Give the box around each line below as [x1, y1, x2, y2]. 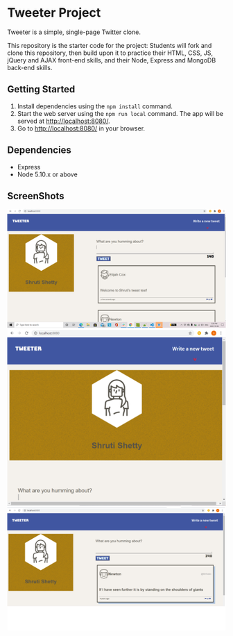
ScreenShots [7, 190, 64, 202]
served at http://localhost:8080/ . [17, 117, 110, 125]
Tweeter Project [7, 5, 101, 21]
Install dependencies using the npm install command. [17, 102, 173, 110]
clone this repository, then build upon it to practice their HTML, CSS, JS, [7, 49, 214, 57]
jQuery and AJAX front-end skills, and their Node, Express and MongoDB [7, 56, 216, 64]
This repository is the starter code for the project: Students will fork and [7, 41, 212, 49]
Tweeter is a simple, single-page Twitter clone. [7, 28, 141, 36]
